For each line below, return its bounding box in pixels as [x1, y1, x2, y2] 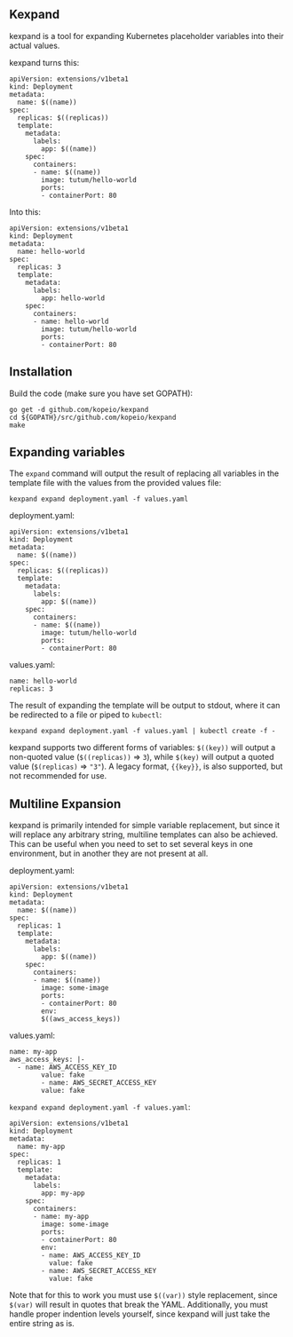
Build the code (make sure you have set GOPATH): [9, 388, 194, 399]
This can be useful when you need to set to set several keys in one [9, 839, 254, 850]
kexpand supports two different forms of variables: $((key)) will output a [9, 742, 276, 753]
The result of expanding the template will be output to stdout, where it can [9, 700, 281, 711]
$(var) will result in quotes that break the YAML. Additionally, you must [9, 1300, 268, 1310]
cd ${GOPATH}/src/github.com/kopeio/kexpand [9, 413, 177, 422]
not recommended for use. [9, 771, 107, 781]
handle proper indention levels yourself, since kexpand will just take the [9, 1309, 271, 1319]
